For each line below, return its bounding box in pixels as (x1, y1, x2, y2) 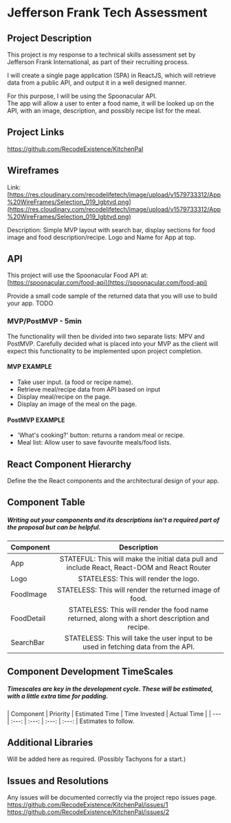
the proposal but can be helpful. (7, 522, 101, 531)
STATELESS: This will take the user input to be (64, 633, 213, 643)
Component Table (7, 496, 86, 508)
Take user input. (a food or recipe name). (16, 378, 133, 386)
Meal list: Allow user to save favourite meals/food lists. (16, 438, 172, 447)
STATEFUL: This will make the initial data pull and (59, 554, 218, 564)
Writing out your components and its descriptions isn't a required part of (7, 516, 220, 524)
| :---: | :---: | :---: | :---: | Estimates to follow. (7, 717, 135, 725)
